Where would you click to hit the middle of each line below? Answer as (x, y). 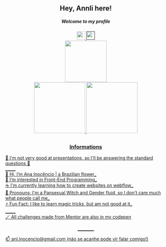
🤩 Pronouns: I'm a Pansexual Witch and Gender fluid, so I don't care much (83, 193)
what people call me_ (28, 198)
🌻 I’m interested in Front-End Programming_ (51, 180)
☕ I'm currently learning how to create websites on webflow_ (69, 185)
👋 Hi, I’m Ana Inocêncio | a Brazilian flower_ (51, 174)
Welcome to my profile (86, 21)
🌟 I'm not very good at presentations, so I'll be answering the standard (79, 158)
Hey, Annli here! (86, 8)
